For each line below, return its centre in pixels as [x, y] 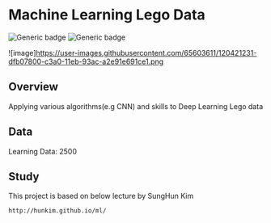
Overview [34, 87]
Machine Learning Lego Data [107, 15]
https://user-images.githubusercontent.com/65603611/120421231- [146, 53]
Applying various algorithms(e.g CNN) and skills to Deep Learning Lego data [136, 106]
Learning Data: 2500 [42, 151]
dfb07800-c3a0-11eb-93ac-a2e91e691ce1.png [86, 61]
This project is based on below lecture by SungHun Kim [101, 196]
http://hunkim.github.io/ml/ [57, 211]
